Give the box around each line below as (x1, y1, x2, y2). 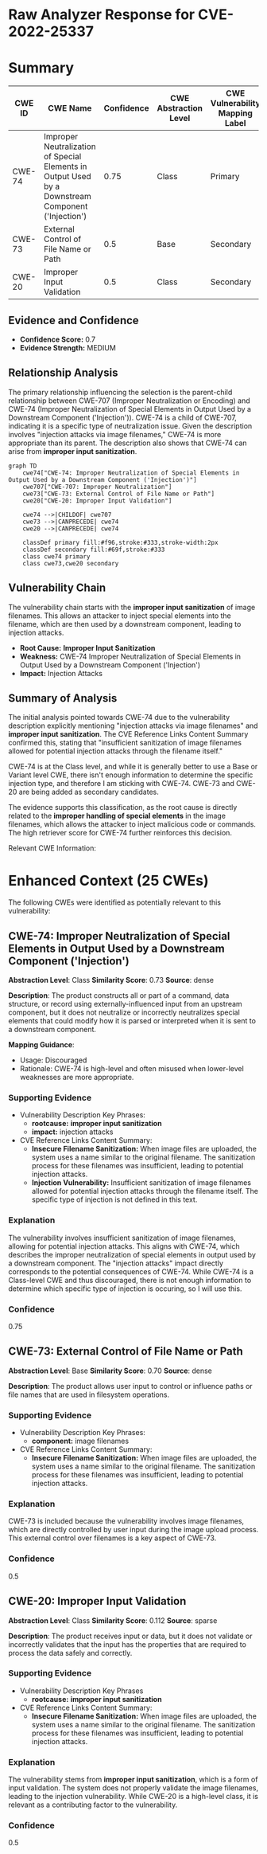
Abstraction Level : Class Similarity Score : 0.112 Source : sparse (8, 1615, 218, 1625)
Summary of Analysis (8, 691, 118, 705)
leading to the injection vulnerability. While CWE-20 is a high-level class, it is (8, 1792, 258, 1801)
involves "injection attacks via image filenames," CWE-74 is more (8, 429, 222, 439)
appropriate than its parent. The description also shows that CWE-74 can (8, 438, 248, 448)
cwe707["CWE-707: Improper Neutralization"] (22, 483, 172, 491)
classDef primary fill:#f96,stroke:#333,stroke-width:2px (22, 538, 219, 546)
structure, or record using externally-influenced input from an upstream (8, 999, 242, 1009)
